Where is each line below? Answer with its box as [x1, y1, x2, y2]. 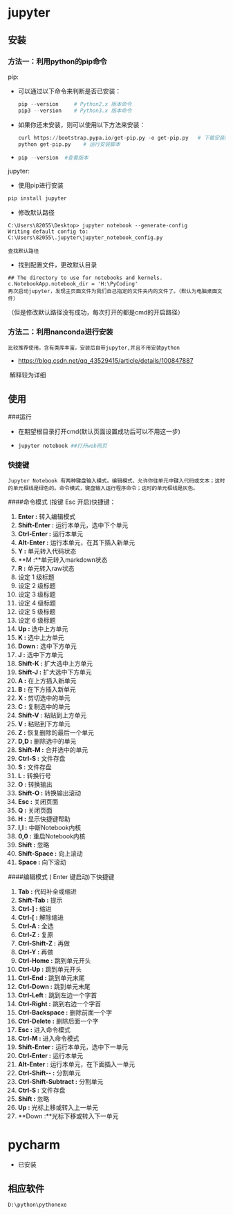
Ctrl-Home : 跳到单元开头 [17, 957, 91, 965]
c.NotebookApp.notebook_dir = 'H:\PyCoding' [8, 281, 138, 288]
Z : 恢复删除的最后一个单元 [17, 728, 95, 737]
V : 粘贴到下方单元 [17, 720, 71, 728]
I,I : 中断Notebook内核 [17, 824, 82, 832]
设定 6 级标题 [17, 616, 56, 625]
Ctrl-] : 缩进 [17, 905, 52, 913]
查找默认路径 [8, 247, 39, 255]
